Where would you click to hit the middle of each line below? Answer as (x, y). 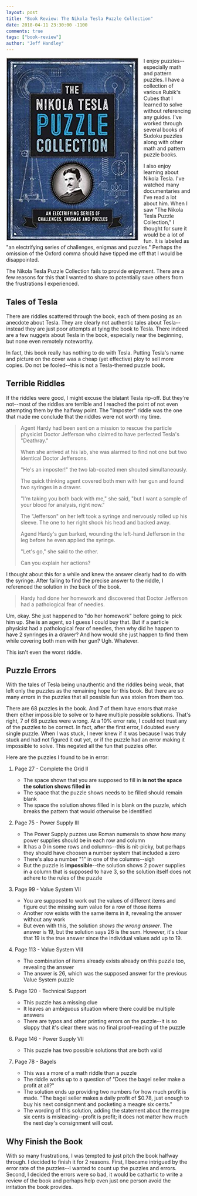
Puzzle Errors (31, 671)
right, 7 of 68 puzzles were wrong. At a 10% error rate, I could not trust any (97, 721)
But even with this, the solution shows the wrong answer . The (98, 926)
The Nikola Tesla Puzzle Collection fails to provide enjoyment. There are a (95, 271)
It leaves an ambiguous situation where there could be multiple (99, 1009)
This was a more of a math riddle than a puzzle (80, 1073)
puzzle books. (160, 155)
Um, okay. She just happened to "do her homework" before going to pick (94, 616)
